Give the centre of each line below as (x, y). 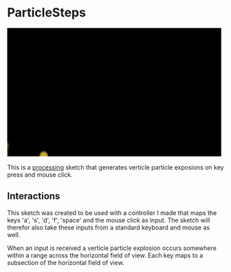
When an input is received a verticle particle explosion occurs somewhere (112, 248)
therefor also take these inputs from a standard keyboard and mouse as (109, 227)
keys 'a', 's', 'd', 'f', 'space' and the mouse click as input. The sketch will (109, 220)
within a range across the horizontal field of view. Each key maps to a (105, 255)
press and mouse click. (40, 174)
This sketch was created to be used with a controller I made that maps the (112, 213)
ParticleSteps (46, 13)
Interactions (34, 196)
